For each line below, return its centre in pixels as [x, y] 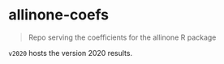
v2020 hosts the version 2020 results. [70, 53]
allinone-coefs [59, 15]
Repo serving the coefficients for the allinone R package [122, 37]
